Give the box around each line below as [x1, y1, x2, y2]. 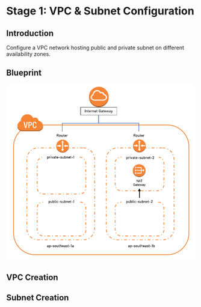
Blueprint [6, 68, 42, 78]
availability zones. [6, 50, 51, 58]
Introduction [6, 28, 54, 38]
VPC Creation [6, 272, 58, 282]
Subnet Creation [6, 293, 69, 303]
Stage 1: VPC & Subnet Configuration [6, 4, 194, 18]
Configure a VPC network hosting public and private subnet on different [6, 44, 185, 51]
